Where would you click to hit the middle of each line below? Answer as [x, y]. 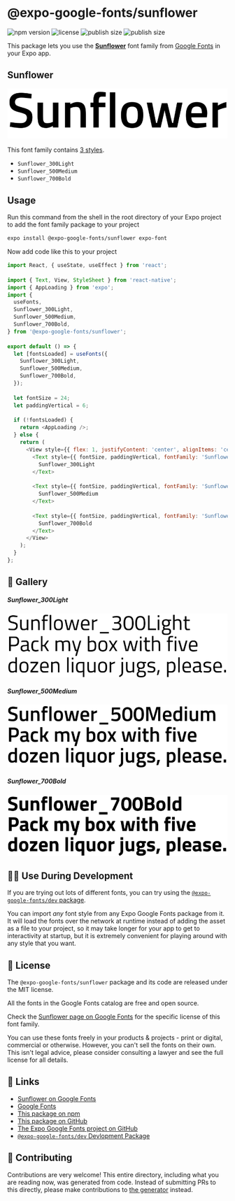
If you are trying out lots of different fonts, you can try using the [99, 893]
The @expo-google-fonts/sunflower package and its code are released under [117, 982]
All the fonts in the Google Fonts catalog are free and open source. [103, 1003]
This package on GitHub [52, 1121]
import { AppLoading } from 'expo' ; [60, 287]
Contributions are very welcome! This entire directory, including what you [113, 1174]
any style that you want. [42, 943]
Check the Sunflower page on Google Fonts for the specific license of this [114, 1017]
